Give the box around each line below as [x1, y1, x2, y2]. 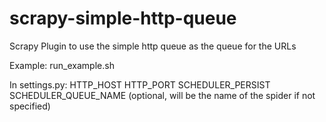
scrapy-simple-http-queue [9, 7, 237, 30]
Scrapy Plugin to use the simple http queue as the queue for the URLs [9, 40, 297, 52]
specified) [9, 100, 51, 112]
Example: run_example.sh [9, 59, 115, 71]
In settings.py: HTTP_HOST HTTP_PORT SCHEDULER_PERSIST [9, 78, 271, 91]
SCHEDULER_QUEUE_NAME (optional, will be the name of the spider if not [9, 89, 316, 101]
